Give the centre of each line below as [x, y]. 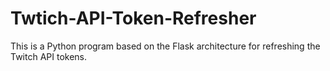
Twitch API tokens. [49, 56]
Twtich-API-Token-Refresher [133, 18]
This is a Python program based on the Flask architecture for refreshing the [165, 46]
